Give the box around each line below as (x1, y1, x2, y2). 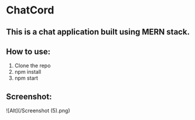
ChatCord (6, 4, 54, 17)
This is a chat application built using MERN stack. (6, 27, 190, 37)
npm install (14, 68, 42, 76)
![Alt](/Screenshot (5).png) (6, 107, 70, 114)
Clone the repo (14, 62, 51, 69)
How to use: (6, 46, 51, 56)
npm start (14, 74, 38, 82)
